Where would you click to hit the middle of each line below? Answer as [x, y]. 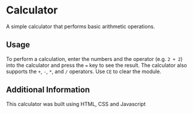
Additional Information [48, 90]
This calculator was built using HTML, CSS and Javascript [76, 104]
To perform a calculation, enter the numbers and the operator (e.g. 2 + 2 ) [94, 59]
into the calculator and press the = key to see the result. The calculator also [96, 65]
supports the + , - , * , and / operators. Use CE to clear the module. [84, 71]
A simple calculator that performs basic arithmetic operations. [80, 26]
